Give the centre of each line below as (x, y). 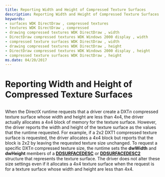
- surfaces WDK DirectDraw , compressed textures (57, 23)
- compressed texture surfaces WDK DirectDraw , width (62, 42)
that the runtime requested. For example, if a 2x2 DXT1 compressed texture (81, 132)
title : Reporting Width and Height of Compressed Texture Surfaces (76, 10)
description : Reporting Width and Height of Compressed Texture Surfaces (82, 14)
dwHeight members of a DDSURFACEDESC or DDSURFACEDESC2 (73, 153)
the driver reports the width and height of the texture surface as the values (81, 127)
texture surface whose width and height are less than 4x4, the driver (74, 117)
